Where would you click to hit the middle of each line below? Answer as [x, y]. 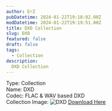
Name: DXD [20, 90]
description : [22, 61]
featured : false [26, 39]
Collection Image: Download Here [56, 102]
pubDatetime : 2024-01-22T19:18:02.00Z [54, 17]
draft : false [22, 45]
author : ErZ [21, 12]
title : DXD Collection [34, 28]
